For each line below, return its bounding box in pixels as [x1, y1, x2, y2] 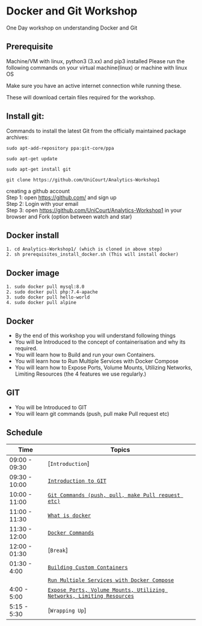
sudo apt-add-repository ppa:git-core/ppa [6, 145, 114, 151]
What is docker [47, 512, 91, 519]
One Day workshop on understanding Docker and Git [6, 24, 138, 31]
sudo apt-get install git [6, 166, 71, 172]
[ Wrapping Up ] [47, 606, 87, 615]
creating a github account [6, 187, 70, 194]
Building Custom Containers [47, 564, 128, 571]
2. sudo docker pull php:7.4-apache [6, 289, 98, 296]
